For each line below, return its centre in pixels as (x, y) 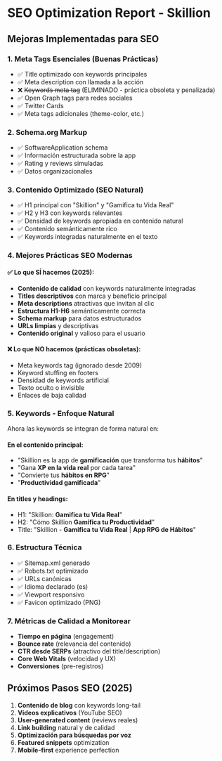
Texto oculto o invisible (51, 387)
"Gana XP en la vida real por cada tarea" (76, 468)
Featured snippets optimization (63, 742)
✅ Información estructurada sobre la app (77, 155)
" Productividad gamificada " (59, 483)
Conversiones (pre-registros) (60, 666)
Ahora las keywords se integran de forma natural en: (83, 429)
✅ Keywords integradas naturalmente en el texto (87, 237)
